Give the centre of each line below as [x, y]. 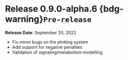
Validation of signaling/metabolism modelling [57, 52]
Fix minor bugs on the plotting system [50, 42]
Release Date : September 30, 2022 [41, 32]
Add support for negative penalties [47, 47]
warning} [24, 19]
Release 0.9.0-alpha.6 [51, 9]
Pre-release [67, 20]
